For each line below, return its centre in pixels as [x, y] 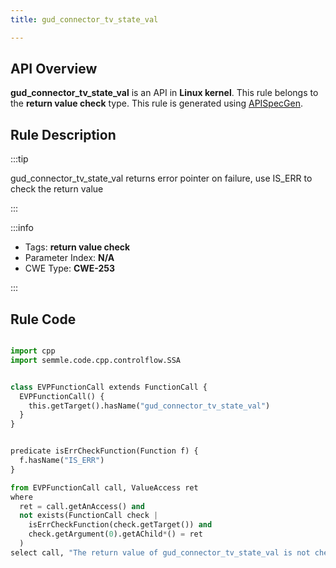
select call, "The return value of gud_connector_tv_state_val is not [160, 552]
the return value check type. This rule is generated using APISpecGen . [157, 103]
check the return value [57, 189]
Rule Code [43, 319]
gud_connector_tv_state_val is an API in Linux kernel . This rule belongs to [164, 93]
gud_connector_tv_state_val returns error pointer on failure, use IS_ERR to [161, 178]
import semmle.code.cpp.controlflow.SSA [96, 360]
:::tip [19, 159]
